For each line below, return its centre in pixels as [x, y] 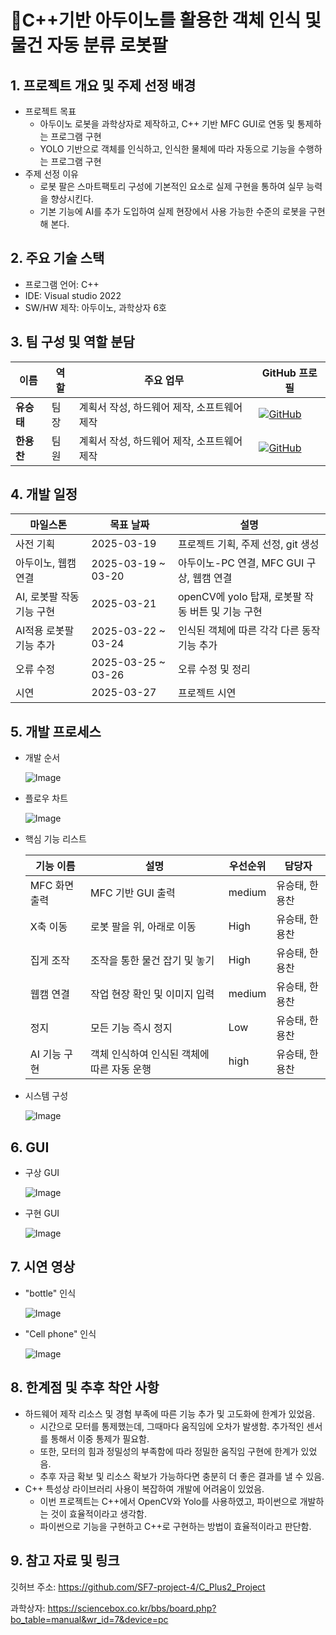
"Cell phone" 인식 [60, 1333]
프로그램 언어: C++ [62, 284]
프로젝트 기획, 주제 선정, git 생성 [248, 544]
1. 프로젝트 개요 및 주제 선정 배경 [103, 85]
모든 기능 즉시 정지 [131, 1028]
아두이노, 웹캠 [46, 563]
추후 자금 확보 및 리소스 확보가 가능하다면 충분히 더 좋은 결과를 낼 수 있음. [182, 1476]
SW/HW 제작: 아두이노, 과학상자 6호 [95, 307]
